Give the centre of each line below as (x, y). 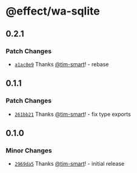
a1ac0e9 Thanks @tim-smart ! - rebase (62, 64)
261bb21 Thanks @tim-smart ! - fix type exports (72, 114)
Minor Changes (29, 150)
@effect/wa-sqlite (53, 11)
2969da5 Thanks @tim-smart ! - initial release (69, 164)
